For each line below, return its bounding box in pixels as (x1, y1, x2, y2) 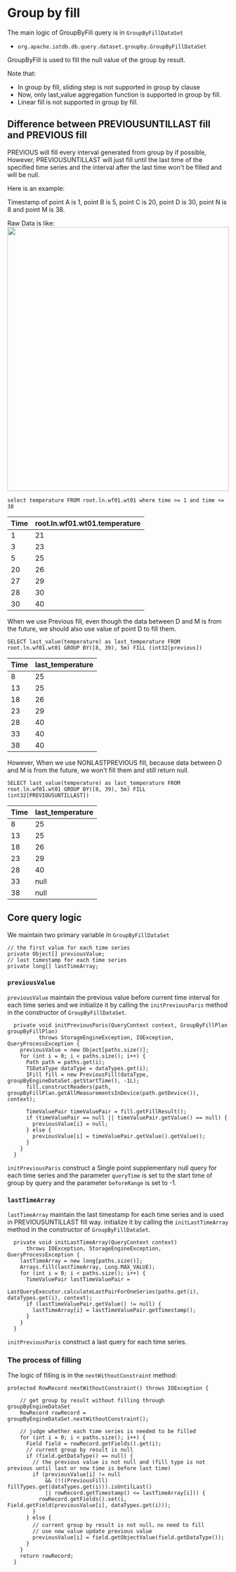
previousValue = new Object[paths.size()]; (20, 1046, 150, 1053)
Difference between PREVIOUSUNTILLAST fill (7, 118, 211, 130)
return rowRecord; (20, 1552, 74, 1560)
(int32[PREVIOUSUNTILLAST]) (7, 791, 90, 799)
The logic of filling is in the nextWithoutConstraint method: (7, 1371, 178, 1380)
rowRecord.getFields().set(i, (38, 1496, 128, 1503)
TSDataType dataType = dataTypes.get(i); (25, 1065, 150, 1072)
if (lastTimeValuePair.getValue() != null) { (25, 1301, 162, 1308)
